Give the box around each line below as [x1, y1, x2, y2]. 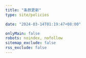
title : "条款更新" [5, 7, 42, 13]
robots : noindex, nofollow [5, 35, 63, 41]
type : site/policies [5, 12, 50, 17]
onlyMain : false [5, 31, 40, 36]
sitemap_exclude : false [5, 41, 56, 46]
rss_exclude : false [5, 45, 47, 50]
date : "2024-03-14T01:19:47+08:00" [5, 22, 81, 27]
